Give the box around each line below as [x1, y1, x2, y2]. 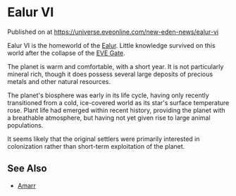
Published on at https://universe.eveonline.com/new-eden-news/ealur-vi [7, 27, 219, 36]
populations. [7, 121, 44, 129]
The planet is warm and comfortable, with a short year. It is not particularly [7, 62, 224, 71]
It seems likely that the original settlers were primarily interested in [7, 135, 200, 143]
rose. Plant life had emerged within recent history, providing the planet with [7, 106, 225, 114]
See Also [7, 163, 47, 175]
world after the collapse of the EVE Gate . [7, 49, 125, 57]
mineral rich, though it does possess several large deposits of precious [7, 70, 213, 78]
